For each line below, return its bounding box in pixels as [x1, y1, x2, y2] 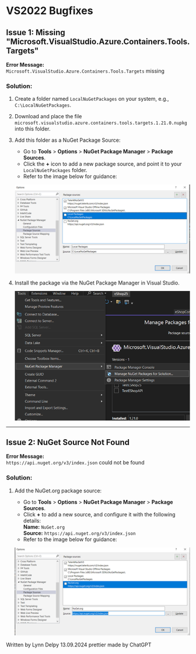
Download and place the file [14, 113, 82, 120]
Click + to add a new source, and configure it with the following [23, 511, 176, 518]
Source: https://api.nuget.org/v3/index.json [23, 529, 136, 536]
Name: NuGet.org [23, 523, 65, 530]
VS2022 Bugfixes [6, 4, 93, 18]
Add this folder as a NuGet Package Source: [14, 136, 121, 144]
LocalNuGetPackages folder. [23, 167, 87, 174]
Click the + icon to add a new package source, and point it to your [23, 160, 182, 167]
